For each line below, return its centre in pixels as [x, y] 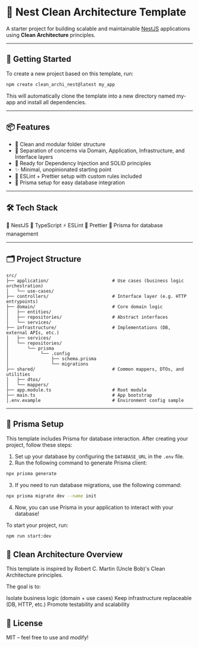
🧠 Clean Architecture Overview [65, 555]
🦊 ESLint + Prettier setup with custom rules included [78, 176]
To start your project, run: [37, 525]
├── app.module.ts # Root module [76, 390]
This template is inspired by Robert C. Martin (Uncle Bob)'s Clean [86, 569]
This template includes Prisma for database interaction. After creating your [97, 438]
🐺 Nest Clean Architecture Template [96, 12]
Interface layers [34, 157]
